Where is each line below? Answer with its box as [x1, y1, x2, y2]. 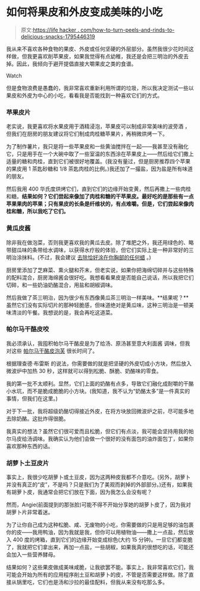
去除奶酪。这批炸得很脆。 [6, 415, 69, 422]
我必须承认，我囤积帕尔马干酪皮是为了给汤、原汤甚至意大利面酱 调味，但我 [6, 340, 190, 347]
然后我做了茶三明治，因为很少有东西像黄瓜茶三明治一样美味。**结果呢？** [6, 294, 189, 301]
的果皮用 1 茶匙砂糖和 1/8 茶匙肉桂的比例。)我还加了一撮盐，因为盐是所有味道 [6, 165, 193, 173]
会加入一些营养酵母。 [6, 551, 58, 558]
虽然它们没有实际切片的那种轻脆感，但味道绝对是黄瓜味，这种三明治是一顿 [6, 301, 189, 309]
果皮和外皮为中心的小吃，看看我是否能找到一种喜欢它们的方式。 [6, 92, 162, 99]
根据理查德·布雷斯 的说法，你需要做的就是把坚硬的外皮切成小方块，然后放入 [6, 360, 192, 367]
